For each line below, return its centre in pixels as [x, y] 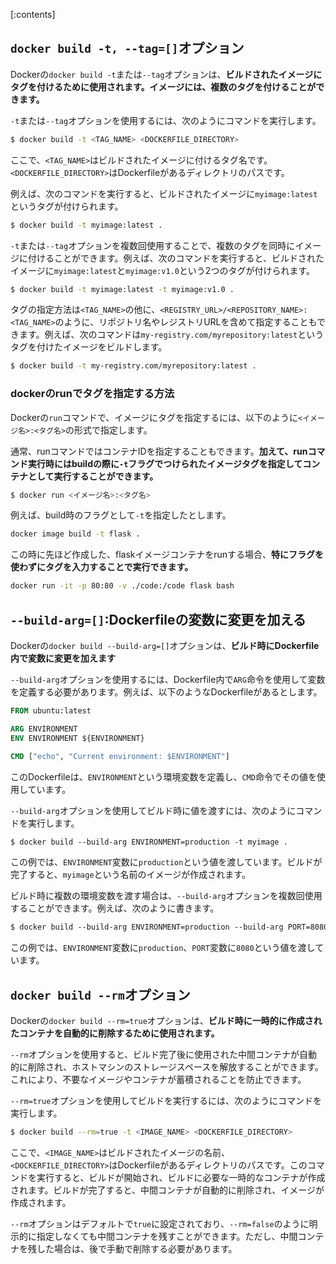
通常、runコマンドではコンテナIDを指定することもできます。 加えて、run [159, 451]
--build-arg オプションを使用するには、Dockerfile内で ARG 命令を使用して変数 [168, 680]
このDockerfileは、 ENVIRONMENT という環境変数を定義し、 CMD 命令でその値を [163, 776]
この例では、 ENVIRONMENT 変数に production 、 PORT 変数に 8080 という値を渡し [163, 948]
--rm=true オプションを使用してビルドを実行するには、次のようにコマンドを [166, 1101]
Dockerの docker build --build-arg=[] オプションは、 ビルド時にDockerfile [165, 646]
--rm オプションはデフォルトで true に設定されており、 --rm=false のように [160, 1223]
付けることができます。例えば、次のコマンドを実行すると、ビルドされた [176, 258]
